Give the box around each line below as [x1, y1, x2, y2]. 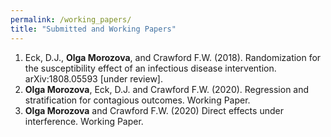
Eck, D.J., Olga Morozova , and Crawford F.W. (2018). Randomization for [24, 51, 322, 63]
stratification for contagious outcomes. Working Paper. [24, 94, 251, 106]
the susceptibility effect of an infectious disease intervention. [24, 62, 277, 74]
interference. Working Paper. [24, 115, 144, 127]
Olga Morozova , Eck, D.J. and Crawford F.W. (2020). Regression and [24, 83, 310, 95]
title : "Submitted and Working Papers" [10, 24, 177, 34]
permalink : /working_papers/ [10, 14, 132, 25]
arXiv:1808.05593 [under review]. [24, 72, 163, 85]
